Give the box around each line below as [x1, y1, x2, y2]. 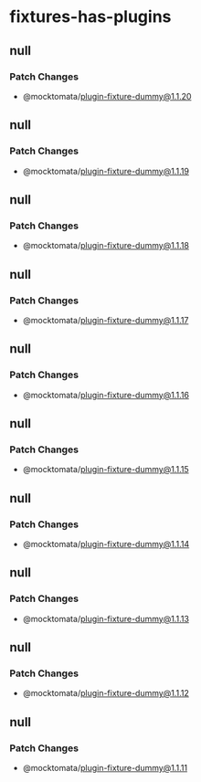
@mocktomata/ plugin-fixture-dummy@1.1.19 [22, 165, 190, 176]
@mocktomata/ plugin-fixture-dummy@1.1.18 [22, 240, 190, 251]
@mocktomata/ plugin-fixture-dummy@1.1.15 [22, 464, 189, 475]
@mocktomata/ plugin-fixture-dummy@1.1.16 [22, 389, 190, 400]
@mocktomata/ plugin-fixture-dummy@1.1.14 [22, 539, 190, 549]
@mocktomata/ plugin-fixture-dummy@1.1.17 [22, 314, 189, 325]
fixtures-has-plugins [9, 6, 172, 27]
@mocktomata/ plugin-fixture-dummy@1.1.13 [22, 613, 190, 624]
